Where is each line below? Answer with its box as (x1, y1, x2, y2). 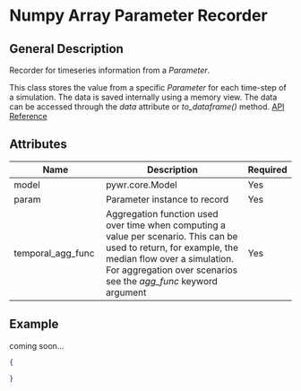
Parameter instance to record (106, 193, 229, 205)
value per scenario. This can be (106, 230, 238, 242)
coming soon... (9, 340, 64, 351)
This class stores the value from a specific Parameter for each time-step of (9, 83, 287, 92)
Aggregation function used (106, 207, 219, 220)
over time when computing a (106, 219, 227, 231)
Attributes (9, 136, 67, 152)
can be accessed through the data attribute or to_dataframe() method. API (9, 101, 285, 112)
